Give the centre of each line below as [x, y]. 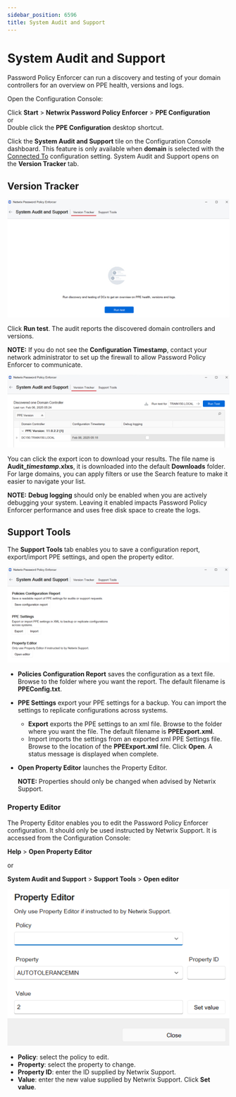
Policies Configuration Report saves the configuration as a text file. [116, 674]
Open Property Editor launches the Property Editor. [92, 768]
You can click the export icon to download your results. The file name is [111, 459]
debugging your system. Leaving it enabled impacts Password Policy [107, 503]
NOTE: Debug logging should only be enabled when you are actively [107, 495]
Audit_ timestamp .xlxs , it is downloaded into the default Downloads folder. [116, 466]
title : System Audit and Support [56, 22]
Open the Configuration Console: [55, 99]
